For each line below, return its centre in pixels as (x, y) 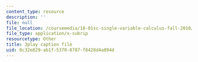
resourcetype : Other (32, 39)
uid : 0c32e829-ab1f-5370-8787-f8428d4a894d (60, 50)
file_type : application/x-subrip (47, 34)
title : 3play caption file (39, 45)
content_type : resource (35, 12)
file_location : (25, 28)
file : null (19, 22)
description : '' (26, 17)
